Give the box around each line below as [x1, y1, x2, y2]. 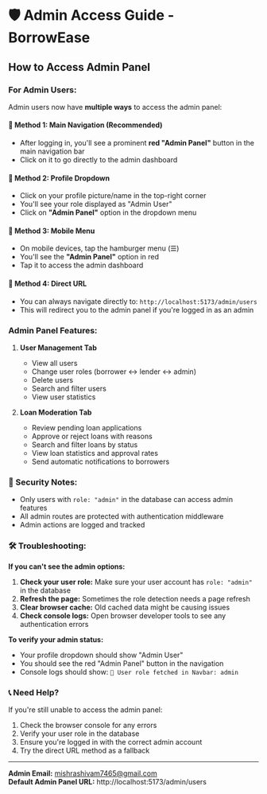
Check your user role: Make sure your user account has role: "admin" [19, 577, 253, 586]
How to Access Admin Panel [8, 60, 151, 74]
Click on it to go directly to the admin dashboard [19, 155, 178, 165]
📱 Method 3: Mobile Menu [8, 226, 95, 235]
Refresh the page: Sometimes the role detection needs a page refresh [19, 594, 250, 603]
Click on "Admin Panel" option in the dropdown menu [19, 208, 197, 217]
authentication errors [19, 619, 89, 629]
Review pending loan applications [31, 422, 142, 432]
